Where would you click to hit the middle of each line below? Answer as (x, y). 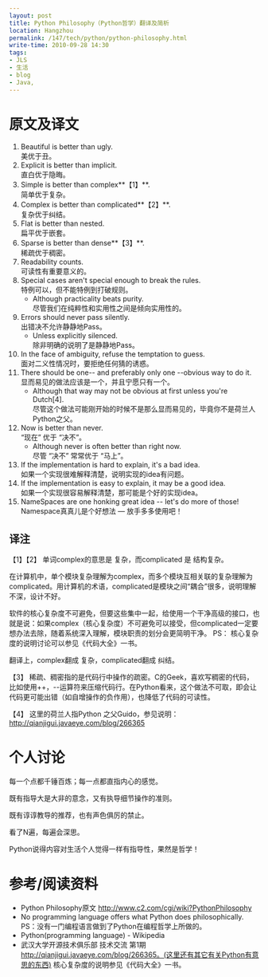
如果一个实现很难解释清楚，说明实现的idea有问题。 (104, 475)
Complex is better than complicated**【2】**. (95, 205)
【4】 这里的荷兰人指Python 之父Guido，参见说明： (94, 714)
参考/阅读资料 (54, 884)
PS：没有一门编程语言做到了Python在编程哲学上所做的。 (113, 927)
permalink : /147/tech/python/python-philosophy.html (98, 38)
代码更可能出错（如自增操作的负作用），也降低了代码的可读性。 (112, 697)
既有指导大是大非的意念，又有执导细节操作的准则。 (93, 798)
